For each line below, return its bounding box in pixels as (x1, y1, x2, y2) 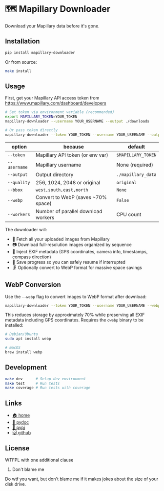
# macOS (5, 345, 21, 350)
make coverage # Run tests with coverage (5, 385, 91, 391)
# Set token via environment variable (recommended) (5, 110, 115, 115)
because (63, 143, 84, 150)
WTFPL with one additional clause (5, 457, 74, 463)
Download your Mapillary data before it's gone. (5, 23, 100, 29)
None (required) (116, 161, 154, 168)
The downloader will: (5, 226, 47, 232)
